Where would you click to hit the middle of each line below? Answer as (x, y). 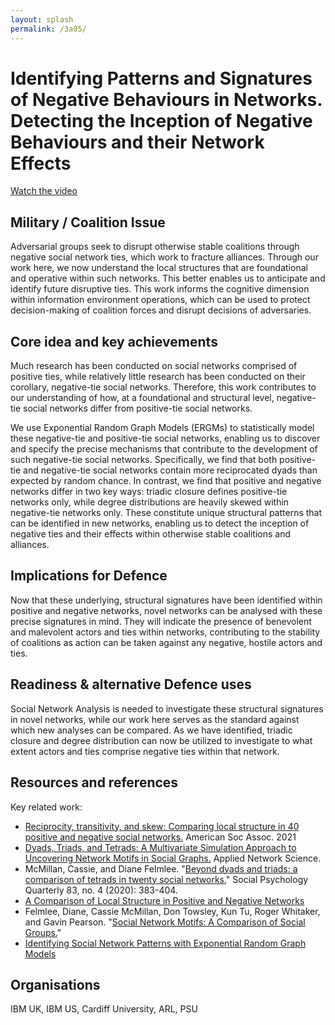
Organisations (55, 984)
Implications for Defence (89, 576)
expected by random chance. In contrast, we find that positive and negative (166, 481)
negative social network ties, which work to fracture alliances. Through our (164, 257)
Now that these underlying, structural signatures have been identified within (166, 600)
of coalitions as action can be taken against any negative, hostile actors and (166, 642)
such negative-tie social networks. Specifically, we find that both (144, 460)
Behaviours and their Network (137, 142)
